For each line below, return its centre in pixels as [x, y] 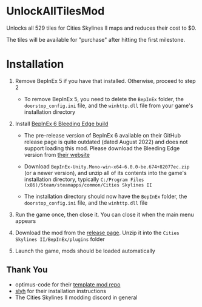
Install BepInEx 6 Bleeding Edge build [62, 124]
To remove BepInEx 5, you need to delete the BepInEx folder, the [104, 99]
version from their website [57, 154]
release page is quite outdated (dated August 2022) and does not [106, 142]
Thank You [27, 270]
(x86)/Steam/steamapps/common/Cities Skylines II [88, 185]
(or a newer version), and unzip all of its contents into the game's [105, 173]
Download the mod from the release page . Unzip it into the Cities [97, 233]
